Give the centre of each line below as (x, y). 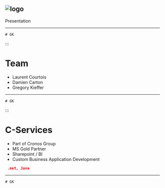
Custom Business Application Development (56, 159)
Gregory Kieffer (28, 87)
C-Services (29, 130)
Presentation (18, 21)
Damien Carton (27, 82)
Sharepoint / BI (27, 154)
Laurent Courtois (29, 77)
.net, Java (18, 168)
